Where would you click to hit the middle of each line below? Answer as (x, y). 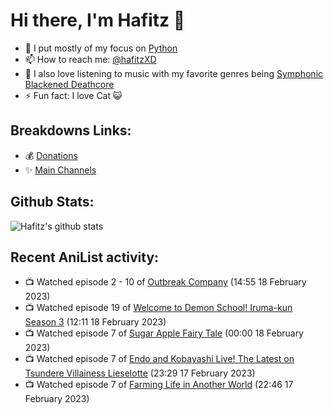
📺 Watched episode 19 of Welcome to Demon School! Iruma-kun (158, 308)
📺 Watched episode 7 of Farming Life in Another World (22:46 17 (159, 385)
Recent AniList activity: (85, 257)
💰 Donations (51, 155)
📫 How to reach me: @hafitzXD (90, 59)
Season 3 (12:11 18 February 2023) (95, 322)
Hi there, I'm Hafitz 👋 (98, 20)
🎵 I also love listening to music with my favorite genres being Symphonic (174, 73)
